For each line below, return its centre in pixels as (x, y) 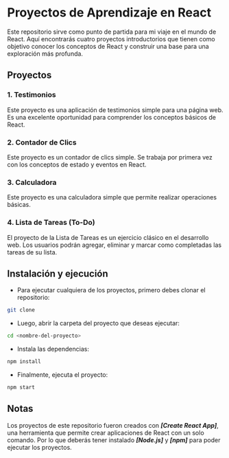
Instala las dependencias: (53, 349)
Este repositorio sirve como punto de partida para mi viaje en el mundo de (112, 32)
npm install (24, 362)
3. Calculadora (32, 182)
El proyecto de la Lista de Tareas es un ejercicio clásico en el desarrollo (108, 237)
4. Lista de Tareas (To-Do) (51, 223)
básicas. (19, 205)
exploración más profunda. (45, 54)
